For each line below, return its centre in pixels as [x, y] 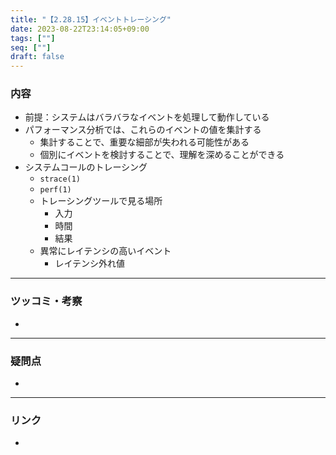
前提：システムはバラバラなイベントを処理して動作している [147, 117]
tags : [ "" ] [33, 38]
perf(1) [55, 190]
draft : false [37, 57]
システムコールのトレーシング [86, 167]
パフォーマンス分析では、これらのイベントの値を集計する [143, 130]
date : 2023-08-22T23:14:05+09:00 [80, 29]
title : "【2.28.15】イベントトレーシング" [91, 19]
